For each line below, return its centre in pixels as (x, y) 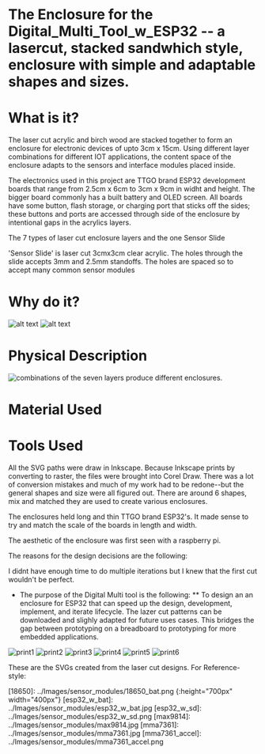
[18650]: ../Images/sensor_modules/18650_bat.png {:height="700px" (121, 691)
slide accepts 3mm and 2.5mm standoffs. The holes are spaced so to (121, 262)
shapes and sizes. (69, 82)
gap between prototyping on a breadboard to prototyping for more (128, 629)
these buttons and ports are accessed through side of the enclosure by (124, 214)
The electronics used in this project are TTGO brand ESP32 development (127, 180)
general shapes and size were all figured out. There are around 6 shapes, (128, 493)
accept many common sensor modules (72, 270)
